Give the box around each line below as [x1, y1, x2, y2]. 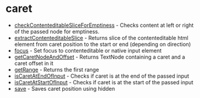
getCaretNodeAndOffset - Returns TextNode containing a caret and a [14, 53, 186, 60]
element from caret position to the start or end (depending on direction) [14, 41, 191, 48]
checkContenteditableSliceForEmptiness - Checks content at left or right [14, 22, 194, 29]
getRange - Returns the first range [14, 66, 99, 73]
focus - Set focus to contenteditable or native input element [14, 47, 162, 54]
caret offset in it [14, 59, 54, 67]
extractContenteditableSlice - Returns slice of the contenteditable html [14, 34, 189, 41]
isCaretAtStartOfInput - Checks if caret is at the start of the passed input [14, 78, 194, 85]
